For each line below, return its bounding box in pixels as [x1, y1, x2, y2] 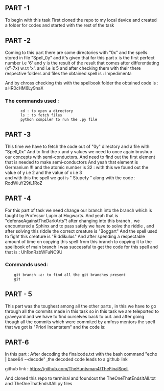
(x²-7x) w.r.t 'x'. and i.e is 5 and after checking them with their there [5, 65, 141, 71]
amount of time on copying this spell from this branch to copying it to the [5, 238, 152, 245]
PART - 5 [5, 290, 33, 299]
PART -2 [5, 36, 31, 45]
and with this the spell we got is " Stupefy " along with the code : [5, 174, 136, 181]
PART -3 [5, 130, 31, 139]
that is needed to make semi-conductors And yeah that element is [5, 159, 139, 165]
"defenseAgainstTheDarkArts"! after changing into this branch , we [5, 218, 140, 223]
